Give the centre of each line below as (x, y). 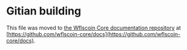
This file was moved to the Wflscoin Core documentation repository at (94, 28)
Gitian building (44, 11)
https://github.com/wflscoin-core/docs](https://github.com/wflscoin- (94, 34)
